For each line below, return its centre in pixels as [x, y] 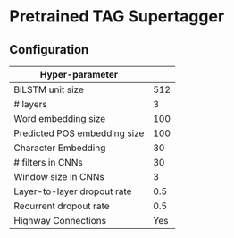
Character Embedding [60, 148]
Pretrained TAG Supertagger [117, 17]
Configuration [49, 50]
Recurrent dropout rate [62, 206]
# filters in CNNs [48, 162]
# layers [30, 104]
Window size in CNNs [59, 177]
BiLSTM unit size [49, 89]
